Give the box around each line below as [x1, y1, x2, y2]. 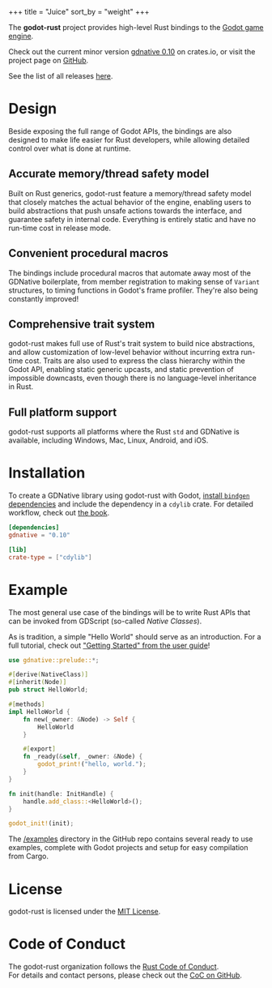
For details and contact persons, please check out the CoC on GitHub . [8, 970, 243, 980]
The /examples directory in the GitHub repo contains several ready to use [8, 834, 253, 844]
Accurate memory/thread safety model [8, 167, 210, 181]
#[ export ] [23, 745, 57, 753]
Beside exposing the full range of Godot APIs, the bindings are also [8, 126, 232, 136]
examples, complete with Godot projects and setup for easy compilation [8, 843, 249, 853]
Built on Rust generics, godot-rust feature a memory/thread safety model [8, 188, 252, 198]
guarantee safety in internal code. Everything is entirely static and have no [8, 214, 257, 224]
